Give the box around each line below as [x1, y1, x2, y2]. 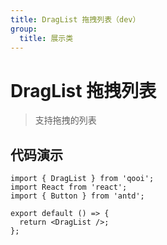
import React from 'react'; [10, 182, 128, 193]
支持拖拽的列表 [34, 114, 97, 126]
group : [10, 24, 38, 34]
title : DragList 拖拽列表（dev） [10, 14, 141, 25]
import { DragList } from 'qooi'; [10, 174, 155, 184]
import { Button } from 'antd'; [10, 191, 145, 201]
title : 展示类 [19, 33, 74, 43]
